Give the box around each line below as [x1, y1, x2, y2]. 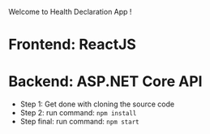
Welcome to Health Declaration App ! [8, 7, 132, 16]
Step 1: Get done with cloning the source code [19, 99, 175, 109]
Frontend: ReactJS [8, 36, 136, 54]
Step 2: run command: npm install [19, 108, 137, 118]
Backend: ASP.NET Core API [8, 72, 203, 91]
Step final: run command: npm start [19, 117, 139, 127]
